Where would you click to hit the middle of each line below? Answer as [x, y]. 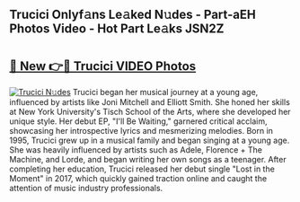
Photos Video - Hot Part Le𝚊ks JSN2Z [117, 29]
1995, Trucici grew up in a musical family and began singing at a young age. [150, 140]
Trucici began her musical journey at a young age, [166, 92]
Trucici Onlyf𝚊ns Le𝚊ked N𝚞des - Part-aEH [132, 15]
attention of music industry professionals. [86, 188]
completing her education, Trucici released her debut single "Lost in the [142, 169]
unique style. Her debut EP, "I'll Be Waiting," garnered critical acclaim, [138, 121]
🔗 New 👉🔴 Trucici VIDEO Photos [103, 66]
